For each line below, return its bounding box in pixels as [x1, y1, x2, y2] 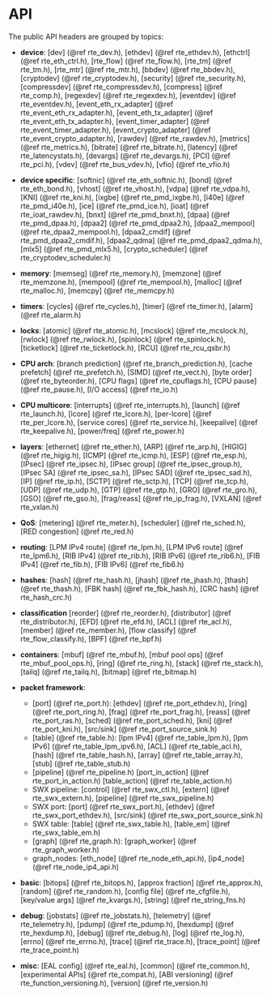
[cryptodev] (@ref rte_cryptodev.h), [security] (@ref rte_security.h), [19, 73, 247, 83]
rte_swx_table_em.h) [32, 827, 101, 837]
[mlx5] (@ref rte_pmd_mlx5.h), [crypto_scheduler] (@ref [19, 244, 208, 254]
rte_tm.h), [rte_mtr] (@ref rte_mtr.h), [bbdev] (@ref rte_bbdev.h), [19, 64, 236, 74]
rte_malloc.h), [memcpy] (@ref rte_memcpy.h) [19, 285, 175, 295]
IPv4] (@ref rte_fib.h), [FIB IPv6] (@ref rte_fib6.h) [19, 559, 184, 569]
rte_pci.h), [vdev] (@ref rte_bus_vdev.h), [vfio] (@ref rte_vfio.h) [19, 159, 231, 169]
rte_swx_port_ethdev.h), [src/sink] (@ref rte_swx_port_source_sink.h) [32, 810, 264, 820]
